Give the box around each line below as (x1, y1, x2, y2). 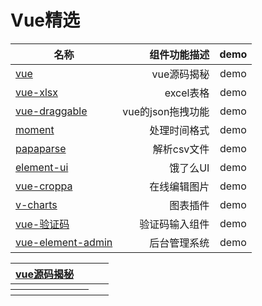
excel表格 (164, 86, 210, 100)
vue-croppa (15, 179, 73, 193)
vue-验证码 (15, 217, 70, 231)
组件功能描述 (149, 47, 210, 61)
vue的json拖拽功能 (122, 104, 210, 118)
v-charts (15, 197, 58, 211)
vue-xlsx (15, 85, 58, 99)
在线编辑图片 (149, 179, 210, 193)
